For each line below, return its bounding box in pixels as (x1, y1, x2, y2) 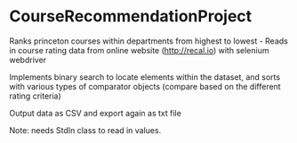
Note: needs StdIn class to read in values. (9, 124, 162, 135)
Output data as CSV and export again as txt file (9, 107, 182, 118)
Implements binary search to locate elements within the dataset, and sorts (9, 71, 281, 82)
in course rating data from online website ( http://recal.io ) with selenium (9, 44, 269, 55)
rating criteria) (9, 91, 62, 101)
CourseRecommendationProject (9, 6, 253, 27)
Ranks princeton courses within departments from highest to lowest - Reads (9, 36, 289, 46)
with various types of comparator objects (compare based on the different (9, 81, 282, 91)
